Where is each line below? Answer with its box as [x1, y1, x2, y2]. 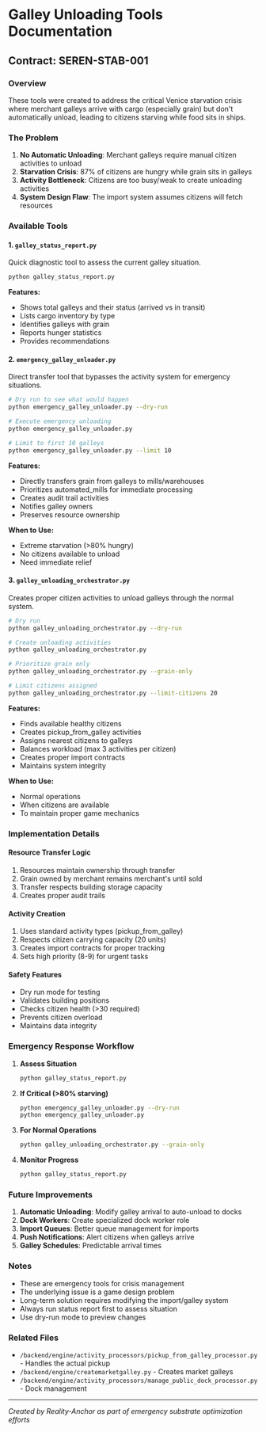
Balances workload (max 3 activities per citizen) [19, 744, 177, 753]
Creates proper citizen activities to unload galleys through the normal [8, 592, 234, 603]
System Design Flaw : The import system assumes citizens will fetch [19, 192, 243, 202]
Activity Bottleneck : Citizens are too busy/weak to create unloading [19, 176, 243, 185]
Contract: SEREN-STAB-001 [8, 54, 149, 67]
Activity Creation [8, 908, 66, 918]
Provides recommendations [19, 337, 110, 346]
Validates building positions [19, 996, 109, 1005]
